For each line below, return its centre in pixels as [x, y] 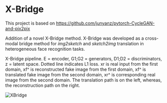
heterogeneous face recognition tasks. [45, 49]
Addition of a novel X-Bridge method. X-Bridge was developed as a [75, 38]
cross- [152, 38]
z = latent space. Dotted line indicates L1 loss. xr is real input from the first [81, 64]
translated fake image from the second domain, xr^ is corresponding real [80, 74]
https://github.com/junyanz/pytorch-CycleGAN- [105, 23]
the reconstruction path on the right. [43, 85]
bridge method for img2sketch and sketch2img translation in [81, 43]
